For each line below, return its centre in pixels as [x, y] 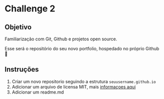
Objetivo [18, 27]
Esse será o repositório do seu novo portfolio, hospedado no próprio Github [82, 49]
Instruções [22, 69]
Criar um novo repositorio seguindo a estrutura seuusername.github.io [84, 81]
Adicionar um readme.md [38, 92]
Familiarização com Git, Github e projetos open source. [61, 39]
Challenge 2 [30, 9]
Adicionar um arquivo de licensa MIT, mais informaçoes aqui [74, 87]
